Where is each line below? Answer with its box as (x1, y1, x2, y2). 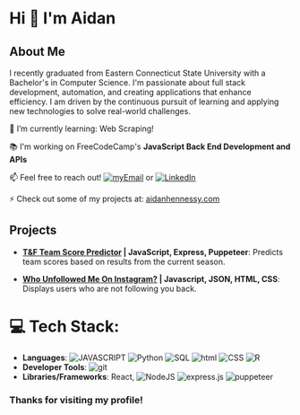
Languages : (21, 352, 68, 363)
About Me (9, 44, 65, 59)
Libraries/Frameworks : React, (21, 371, 135, 382)
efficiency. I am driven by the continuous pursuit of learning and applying (9, 96, 279, 107)
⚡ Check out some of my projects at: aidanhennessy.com (9, 193, 220, 204)
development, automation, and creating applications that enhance (9, 87, 253, 97)
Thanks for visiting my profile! (9, 393, 143, 406)
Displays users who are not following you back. (21, 283, 197, 294)
